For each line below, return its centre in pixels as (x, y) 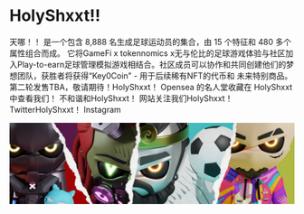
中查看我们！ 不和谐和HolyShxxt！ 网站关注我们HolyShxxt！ (121, 98)
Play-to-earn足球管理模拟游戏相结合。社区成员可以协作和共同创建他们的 (152, 64)
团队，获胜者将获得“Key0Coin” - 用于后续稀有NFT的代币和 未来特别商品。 (154, 75)
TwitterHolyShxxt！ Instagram (66, 109)
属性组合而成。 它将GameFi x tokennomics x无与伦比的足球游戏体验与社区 (147, 53)
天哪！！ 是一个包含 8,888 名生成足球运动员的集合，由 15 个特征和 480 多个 (151, 42)
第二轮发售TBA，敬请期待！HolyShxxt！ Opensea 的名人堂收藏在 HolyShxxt (151, 87)
